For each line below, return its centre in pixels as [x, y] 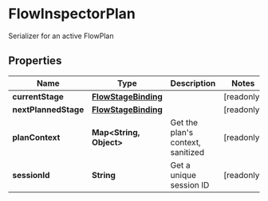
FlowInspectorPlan [72, 14]
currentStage [38, 96]
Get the [184, 122]
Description [193, 83]
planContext [36, 137]
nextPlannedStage [48, 110]
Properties [35, 61]
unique [183, 175]
